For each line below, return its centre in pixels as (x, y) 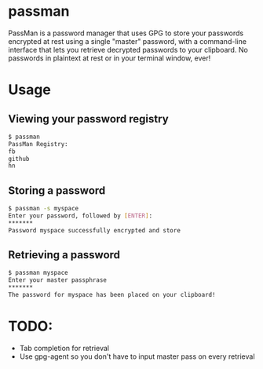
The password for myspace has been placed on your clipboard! (112, 295)
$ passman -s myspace (44, 209)
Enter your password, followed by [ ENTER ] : (80, 216)
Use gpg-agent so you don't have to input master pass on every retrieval (137, 356)
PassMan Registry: (38, 144)
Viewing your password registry (88, 119)
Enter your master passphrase (58, 280)
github (19, 159)
